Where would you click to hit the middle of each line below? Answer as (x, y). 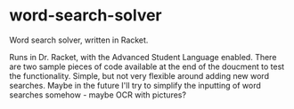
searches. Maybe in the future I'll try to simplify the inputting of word (135, 85)
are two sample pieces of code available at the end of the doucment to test (147, 66)
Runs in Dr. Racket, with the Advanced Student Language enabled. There (143, 57)
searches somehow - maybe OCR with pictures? (98, 95)
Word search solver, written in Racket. (79, 40)
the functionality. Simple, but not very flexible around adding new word (139, 75)
